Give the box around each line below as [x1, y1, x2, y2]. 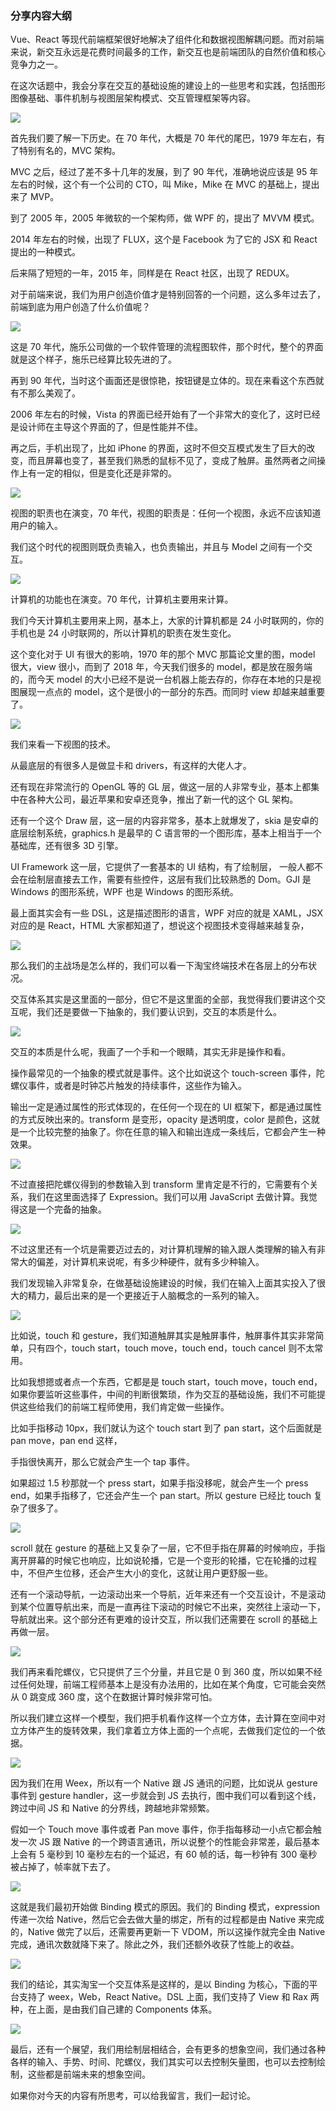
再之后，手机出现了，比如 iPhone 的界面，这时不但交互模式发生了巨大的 [10, 442, 307, 454]
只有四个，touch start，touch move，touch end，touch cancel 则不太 [27, 1342, 315, 1354]
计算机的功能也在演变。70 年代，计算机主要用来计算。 [10, 593, 234, 606]
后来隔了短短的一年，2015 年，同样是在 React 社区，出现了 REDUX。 [10, 267, 295, 279]
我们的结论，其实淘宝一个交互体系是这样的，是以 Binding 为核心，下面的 [10, 1978, 310, 1991]
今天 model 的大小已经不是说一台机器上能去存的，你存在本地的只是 [36, 673, 313, 686]
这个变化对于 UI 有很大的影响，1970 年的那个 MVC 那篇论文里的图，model [10, 648, 316, 661]
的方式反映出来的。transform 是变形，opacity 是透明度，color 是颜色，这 [10, 1113, 312, 1126]
